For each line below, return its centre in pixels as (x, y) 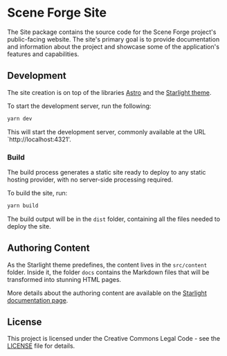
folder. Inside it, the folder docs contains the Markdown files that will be (108, 272)
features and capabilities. (43, 54)
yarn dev (20, 118)
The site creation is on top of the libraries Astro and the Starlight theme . (109, 92)
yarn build (23, 206)
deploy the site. (29, 226)
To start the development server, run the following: (79, 106)
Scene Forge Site (57, 13)
